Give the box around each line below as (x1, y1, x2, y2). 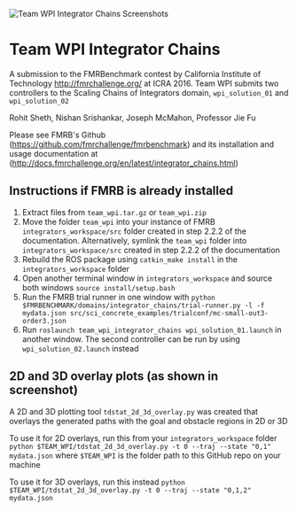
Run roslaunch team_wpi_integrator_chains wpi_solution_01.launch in (21, 324, 282, 335)
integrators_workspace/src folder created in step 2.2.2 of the (21, 226, 246, 236)
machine (9, 459, 42, 469)
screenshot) (9, 383, 78, 398)
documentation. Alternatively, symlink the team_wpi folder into (21, 235, 247, 245)
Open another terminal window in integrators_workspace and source (21, 273, 273, 283)
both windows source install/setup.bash (21, 282, 176, 292)
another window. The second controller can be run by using (21, 333, 241, 345)
